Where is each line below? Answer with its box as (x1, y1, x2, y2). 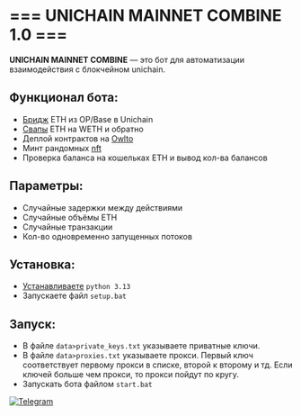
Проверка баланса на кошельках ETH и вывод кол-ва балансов (22, 152, 268, 163)
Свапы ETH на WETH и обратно (22, 123, 144, 134)
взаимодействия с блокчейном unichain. (9, 64, 166, 75)
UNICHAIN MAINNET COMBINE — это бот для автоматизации (9, 54, 245, 65)
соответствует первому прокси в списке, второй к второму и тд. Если (22, 359, 293, 370)
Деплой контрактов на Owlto (22, 132, 134, 144)
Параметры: (9, 178, 84, 194)
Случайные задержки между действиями (22, 202, 182, 213)
